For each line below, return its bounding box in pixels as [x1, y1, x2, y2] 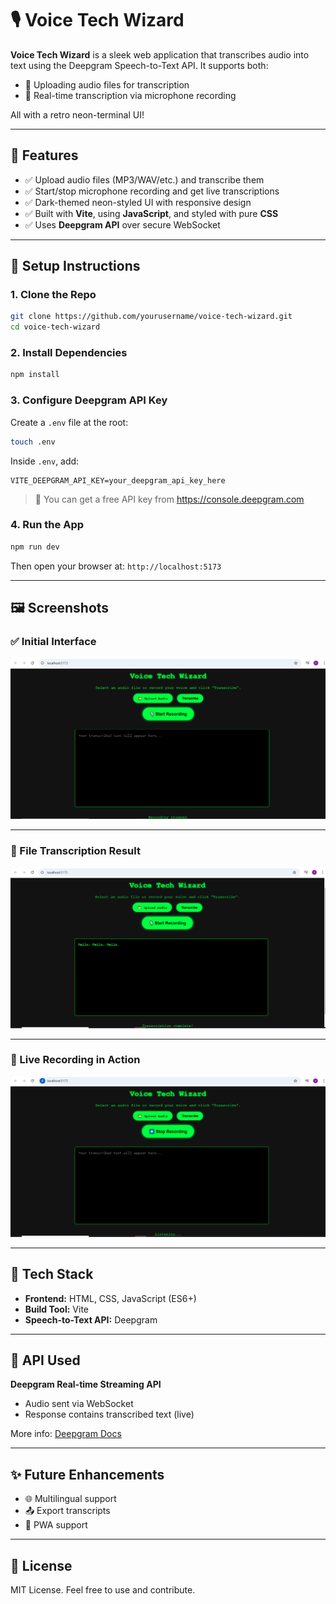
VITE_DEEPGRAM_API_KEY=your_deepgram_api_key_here [10, 475, 226, 486]
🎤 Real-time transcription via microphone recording [24, 89, 237, 101]
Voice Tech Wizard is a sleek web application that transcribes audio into [10, 48, 310, 61]
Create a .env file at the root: [10, 416, 129, 428]
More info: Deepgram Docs [10, 1428, 122, 1440]
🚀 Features [10, 147, 79, 164]
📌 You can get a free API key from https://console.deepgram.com [34, 493, 305, 505]
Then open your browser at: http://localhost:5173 [10, 560, 222, 572]
